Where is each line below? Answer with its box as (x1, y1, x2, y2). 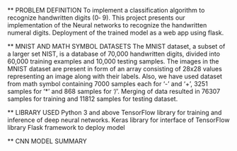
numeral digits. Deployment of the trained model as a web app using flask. (7, 28, 224, 37)
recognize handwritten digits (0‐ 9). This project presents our (7, 13, 185, 22)
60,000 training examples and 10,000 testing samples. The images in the (7, 57, 219, 66)
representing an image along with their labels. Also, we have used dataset (7, 72, 223, 80)
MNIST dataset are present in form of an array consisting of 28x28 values (7, 65, 223, 73)
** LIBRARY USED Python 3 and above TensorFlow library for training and (7, 109, 222, 116)
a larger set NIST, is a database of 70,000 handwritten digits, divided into (7, 49, 221, 58)
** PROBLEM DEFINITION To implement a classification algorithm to (7, 6, 205, 14)
